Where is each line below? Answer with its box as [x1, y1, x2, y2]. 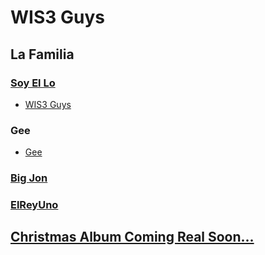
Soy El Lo [10, 76, 56, 90]
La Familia [10, 46, 75, 63]
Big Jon [10, 171, 48, 185]
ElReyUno [10, 198, 59, 212]
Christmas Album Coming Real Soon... [10, 229, 255, 246]
